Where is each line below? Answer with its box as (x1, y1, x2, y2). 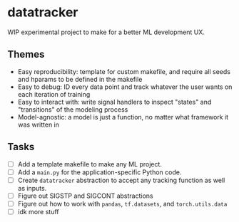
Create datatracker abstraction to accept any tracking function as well (17, 176, 225, 184)
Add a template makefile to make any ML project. (17, 159, 163, 168)
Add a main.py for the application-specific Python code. (17, 168, 182, 176)
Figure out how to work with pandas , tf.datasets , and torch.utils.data (17, 199, 228, 208)
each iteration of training (17, 90, 91, 98)
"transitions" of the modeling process (17, 105, 128, 114)
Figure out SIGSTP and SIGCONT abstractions (17, 191, 153, 200)
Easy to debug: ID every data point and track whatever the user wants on (17, 83, 233, 91)
